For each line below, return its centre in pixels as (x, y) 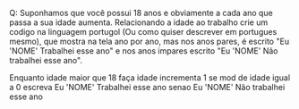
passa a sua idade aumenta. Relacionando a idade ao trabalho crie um (139, 22)
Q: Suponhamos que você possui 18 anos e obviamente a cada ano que (141, 13)
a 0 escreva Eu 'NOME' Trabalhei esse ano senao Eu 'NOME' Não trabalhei (147, 87)
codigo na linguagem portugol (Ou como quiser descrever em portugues (143, 32)
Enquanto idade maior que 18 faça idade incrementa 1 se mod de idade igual (150, 78)
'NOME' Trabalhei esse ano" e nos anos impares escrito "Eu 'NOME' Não (144, 51)
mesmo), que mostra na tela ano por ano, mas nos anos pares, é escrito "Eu (149, 41)
